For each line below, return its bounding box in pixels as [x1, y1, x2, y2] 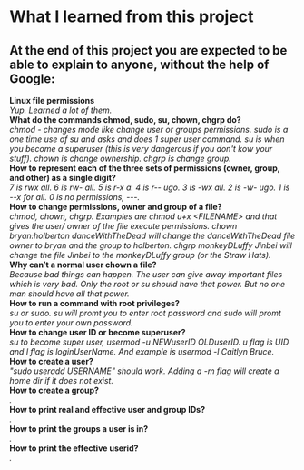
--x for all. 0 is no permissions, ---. [9, 192, 141, 202]
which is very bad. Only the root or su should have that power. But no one [9, 279, 286, 289]
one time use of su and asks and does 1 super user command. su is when [9, 134, 285, 145]
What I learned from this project [9, 6, 254, 27]
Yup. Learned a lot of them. [9, 105, 113, 115]
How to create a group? [9, 385, 100, 395]
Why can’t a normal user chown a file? [9, 259, 157, 270]
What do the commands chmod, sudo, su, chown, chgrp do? [9, 115, 242, 125]
